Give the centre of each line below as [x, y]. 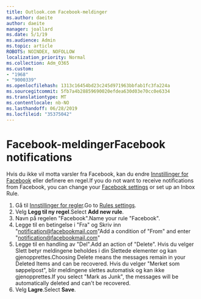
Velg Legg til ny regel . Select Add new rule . [69, 212]
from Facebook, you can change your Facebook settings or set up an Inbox [100, 187]
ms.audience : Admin [31, 40]
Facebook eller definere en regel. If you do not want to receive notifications [100, 181]
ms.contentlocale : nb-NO [38, 103]
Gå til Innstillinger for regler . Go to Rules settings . [76, 206]
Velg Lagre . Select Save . [45, 290]
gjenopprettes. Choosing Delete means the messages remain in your [100, 258]
